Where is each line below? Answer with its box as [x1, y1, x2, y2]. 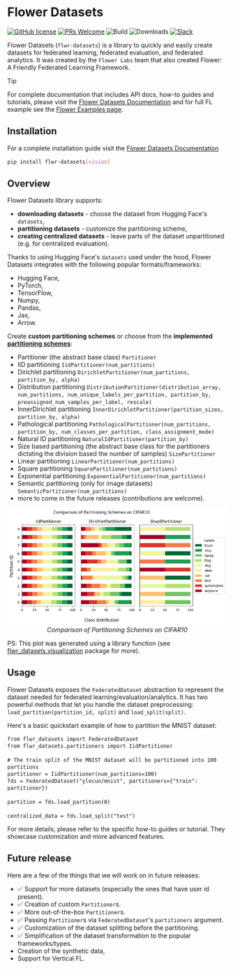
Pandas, [17, 303, 41, 312]
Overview [7, 178, 51, 189]
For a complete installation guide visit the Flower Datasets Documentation [7, 144, 219, 152]
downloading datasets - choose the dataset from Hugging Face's [17, 210, 208, 218]
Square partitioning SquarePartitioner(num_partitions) [17, 464, 178, 473]
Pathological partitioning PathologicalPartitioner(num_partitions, [17, 420, 211, 429]
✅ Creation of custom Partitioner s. [17, 900, 121, 908]
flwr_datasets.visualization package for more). [7, 647, 140, 654]
